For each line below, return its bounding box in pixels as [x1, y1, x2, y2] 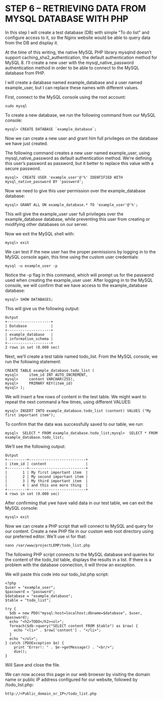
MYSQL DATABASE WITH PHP [5, 13, 129, 24]
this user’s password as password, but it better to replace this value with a [5, 160, 154, 166]
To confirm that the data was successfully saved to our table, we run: [5, 421, 144, 427]
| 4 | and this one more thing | [5, 483, 89, 488]
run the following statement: [5, 358, 62, 364]
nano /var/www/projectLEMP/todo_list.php [5, 543, 91, 548]
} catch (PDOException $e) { [5, 640, 64, 645]
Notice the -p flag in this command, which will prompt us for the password [5, 272, 154, 278]
